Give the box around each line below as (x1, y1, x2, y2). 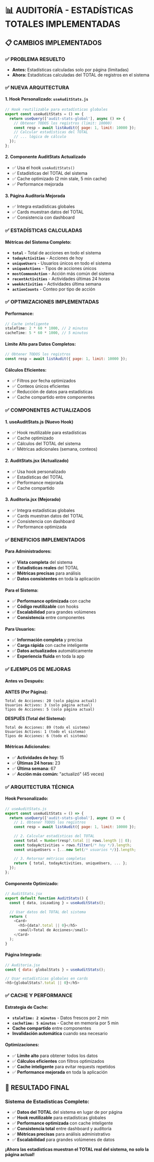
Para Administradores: (5, 548, 52, 554)
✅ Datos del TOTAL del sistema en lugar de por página (12, 1109, 123, 1115)
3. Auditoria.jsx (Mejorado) (5, 497, 61, 502)
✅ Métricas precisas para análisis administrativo (12, 1131, 111, 1137)
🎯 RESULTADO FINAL (5, 1083, 70, 1092)
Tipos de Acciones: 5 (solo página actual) (5, 707, 95, 712)
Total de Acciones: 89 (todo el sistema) (5, 725, 91, 730)
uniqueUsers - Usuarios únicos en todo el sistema (12, 260, 111, 266)
